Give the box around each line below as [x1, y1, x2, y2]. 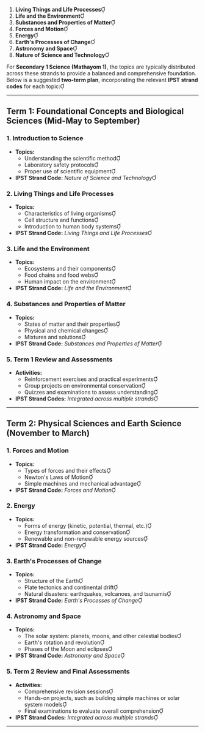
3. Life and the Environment [6, 244, 90, 253]
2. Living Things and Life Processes [6, 189, 114, 198]
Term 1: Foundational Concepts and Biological [6, 106, 184, 116]
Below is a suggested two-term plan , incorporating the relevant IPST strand [6, 77, 198, 83]
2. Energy [6, 502, 35, 510]
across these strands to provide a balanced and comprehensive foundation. [6, 70, 196, 77]
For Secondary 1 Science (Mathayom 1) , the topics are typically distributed [6, 63, 196, 70]
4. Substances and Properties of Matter [6, 300, 126, 309]
